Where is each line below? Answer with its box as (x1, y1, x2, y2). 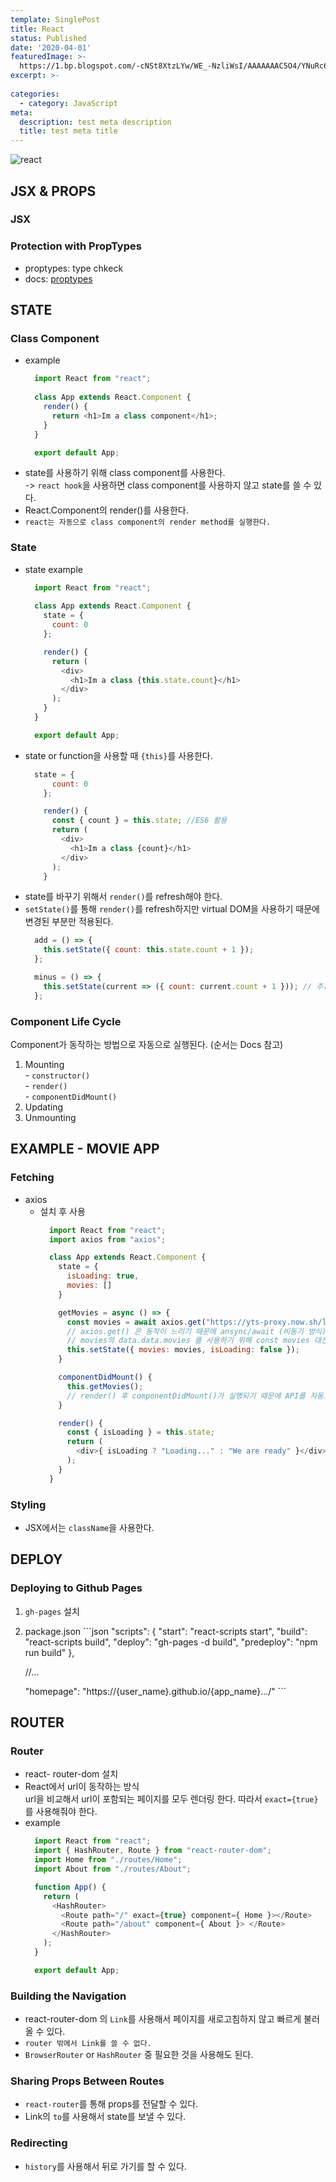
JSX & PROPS (10, 182, 97, 200)
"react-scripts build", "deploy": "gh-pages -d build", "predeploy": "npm (24, 1636, 318, 1648)
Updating (24, 1101, 64, 1113)
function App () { (34, 1882, 107, 1892)
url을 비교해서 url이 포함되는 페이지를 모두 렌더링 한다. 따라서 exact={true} (24, 1793, 319, 1805)
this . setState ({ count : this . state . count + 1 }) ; (43, 945, 255, 955)
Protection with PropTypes (10, 239, 142, 253)
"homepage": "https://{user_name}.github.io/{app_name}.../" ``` (24, 1685, 287, 1697)
